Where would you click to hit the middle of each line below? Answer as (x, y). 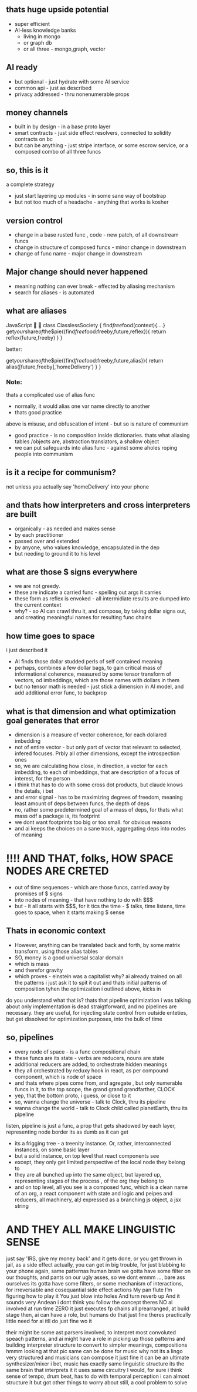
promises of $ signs (38, 893)
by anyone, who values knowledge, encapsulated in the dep (87, 547)
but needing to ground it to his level (57, 553)
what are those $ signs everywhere (72, 572)
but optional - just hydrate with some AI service (72, 81)
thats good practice (38, 412)
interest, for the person (42, 779)
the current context (38, 605)
